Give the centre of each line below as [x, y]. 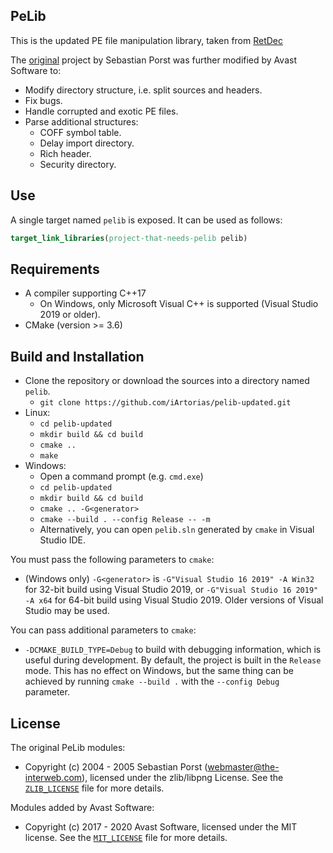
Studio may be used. [67, 611]
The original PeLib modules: [68, 747]
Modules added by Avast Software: [82, 807]
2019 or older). [70, 315]
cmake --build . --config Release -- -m [125, 520]
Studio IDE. [63, 540]
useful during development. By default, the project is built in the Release [173, 660]
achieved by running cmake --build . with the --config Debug [152, 681]
